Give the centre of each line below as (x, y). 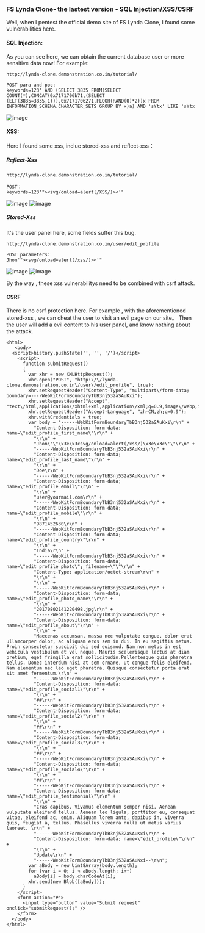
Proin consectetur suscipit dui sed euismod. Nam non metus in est (94, 647)
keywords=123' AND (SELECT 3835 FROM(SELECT (64, 90)
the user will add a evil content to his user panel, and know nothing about (98, 325)
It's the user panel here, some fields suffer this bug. (71, 232)
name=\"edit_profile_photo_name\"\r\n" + (60, 599)
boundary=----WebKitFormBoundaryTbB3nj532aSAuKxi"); (75, 395)
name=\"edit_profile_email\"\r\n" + (53, 486)
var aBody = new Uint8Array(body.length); (83, 865)
